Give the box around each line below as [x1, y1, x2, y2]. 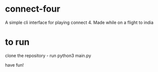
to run [5, 36, 30, 48]
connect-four [5, 3, 61, 15]
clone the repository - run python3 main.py [5, 53, 91, 58]
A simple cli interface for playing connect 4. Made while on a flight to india [5, 19, 154, 25]
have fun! [5, 62, 24, 68]
